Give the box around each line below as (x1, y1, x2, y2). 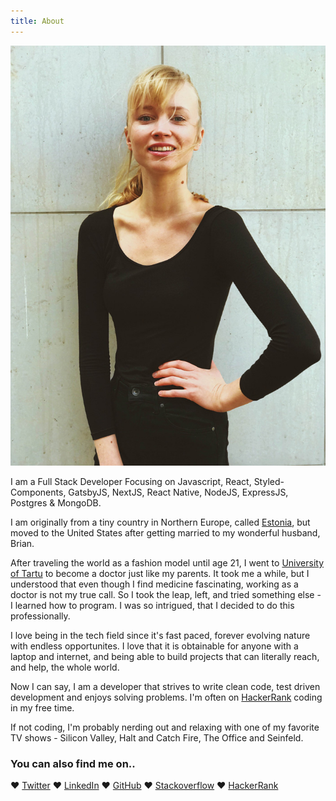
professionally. (10, 610, 71, 622)
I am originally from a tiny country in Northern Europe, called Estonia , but (10, 516, 311, 528)
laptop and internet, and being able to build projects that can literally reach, (10, 650, 320, 662)
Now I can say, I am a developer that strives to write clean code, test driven (10, 680, 321, 692)
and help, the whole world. (10, 661, 120, 673)
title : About (10, 16, 65, 26)
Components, (10, 486, 67, 498)
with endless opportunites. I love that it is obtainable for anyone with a (10, 640, 299, 652)
